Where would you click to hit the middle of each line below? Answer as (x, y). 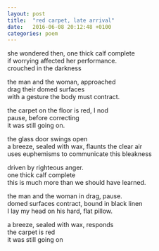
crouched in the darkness (45, 68)
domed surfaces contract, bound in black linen (75, 204)
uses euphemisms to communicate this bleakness (80, 154)
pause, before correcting (43, 118)
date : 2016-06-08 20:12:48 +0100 (59, 27)
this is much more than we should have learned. (77, 183)
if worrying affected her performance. (62, 61)
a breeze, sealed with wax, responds (61, 225)
